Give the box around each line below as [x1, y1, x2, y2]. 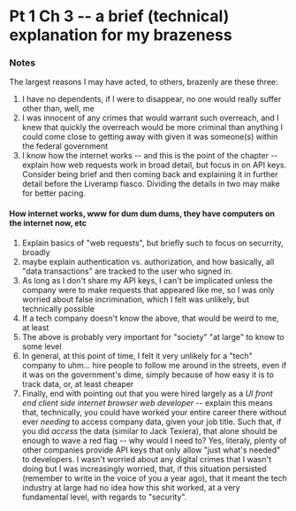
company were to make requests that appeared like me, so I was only [21, 284, 275, 295]
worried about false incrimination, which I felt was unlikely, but [21, 294, 250, 305]
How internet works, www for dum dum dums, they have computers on [9, 208, 276, 219]
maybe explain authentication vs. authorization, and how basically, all [21, 256, 275, 267]
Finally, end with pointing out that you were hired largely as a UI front [21, 388, 274, 399]
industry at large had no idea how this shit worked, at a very [21, 482, 240, 492]
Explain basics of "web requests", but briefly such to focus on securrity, [21, 237, 285, 248]
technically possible [21, 303, 95, 314]
